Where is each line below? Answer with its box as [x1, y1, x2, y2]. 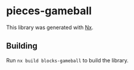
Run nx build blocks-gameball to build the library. [6, 56, 129, 63]
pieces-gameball [6, 4, 92, 18]
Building [6, 41, 38, 51]
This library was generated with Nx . [6, 24, 94, 31]
